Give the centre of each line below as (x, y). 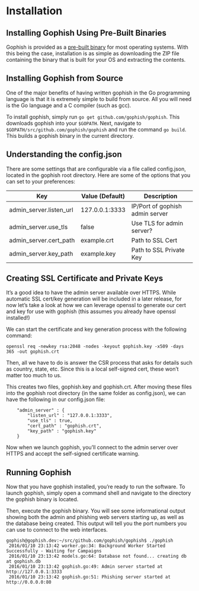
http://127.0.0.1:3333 (34, 572)
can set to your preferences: (41, 181)
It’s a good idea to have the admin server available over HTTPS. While (91, 293)
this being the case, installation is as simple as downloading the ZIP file (93, 53)
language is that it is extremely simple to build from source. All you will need (99, 99)
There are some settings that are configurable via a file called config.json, (96, 169)
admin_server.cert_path (42, 240)
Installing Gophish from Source (65, 78)
